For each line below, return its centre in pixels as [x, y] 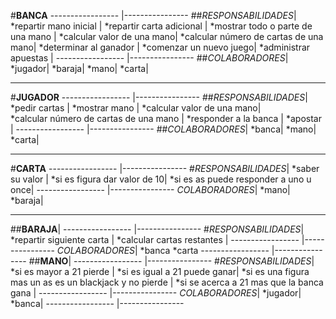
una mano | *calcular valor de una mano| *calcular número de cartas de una [167, 36]
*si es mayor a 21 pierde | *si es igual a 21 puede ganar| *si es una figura [160, 271]
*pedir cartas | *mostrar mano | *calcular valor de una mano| [136, 108]
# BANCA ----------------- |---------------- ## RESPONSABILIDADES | [153, 15]
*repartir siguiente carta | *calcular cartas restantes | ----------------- [155, 239]
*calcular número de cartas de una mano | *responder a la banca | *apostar [166, 118]
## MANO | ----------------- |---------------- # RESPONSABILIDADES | [171, 261]
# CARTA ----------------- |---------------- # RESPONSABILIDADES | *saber [165, 168]
